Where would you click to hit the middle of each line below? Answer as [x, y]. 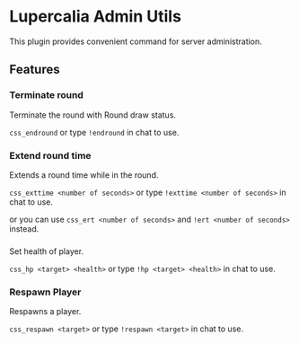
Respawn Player [45, 292]
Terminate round [46, 95]
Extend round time [50, 155]
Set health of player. [46, 251]
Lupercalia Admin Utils [96, 17]
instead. [24, 229]
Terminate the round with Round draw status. [93, 115]
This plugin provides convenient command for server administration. [136, 41]
